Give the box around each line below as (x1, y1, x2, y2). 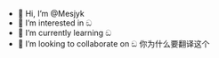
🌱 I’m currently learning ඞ (17, 27, 112, 38)
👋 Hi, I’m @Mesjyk (17, 9, 85, 18)
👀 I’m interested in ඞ (17, 18, 93, 28)
